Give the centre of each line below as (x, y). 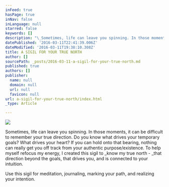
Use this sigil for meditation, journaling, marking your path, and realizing (80, 174)
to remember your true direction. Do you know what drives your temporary (82, 137)
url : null (20, 89)
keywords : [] (19, 33)
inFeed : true (19, 10)
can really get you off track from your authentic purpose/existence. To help (83, 148)
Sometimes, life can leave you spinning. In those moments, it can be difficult (84, 132)
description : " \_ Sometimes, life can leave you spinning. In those (77, 38)
